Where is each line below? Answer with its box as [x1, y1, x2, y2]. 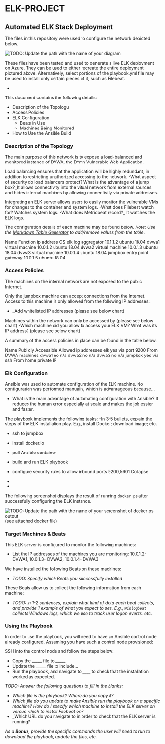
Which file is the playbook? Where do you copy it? [12, 693, 114, 699]
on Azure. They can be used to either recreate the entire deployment [5, 65, 144, 71]
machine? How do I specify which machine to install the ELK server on [12, 703, 155, 709]
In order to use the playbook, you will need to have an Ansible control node [5, 634, 157, 640]
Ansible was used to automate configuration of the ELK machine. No [5, 381, 143, 387]
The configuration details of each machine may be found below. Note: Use [5, 225, 156, 230]
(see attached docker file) [5, 518, 57, 524]
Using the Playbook [5, 622, 53, 629]
